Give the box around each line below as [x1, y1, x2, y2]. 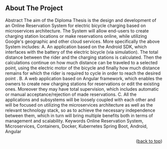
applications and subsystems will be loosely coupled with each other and [5, 97, 156, 103]
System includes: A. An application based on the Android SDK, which [5, 43, 147, 49]
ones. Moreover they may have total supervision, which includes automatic [5, 86, 159, 92]
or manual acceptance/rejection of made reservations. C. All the [5, 91, 137, 97]
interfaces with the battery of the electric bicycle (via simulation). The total [5, 49, 159, 55]
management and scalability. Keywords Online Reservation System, [5, 118, 144, 124]
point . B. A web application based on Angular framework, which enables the [5, 75, 163, 81]
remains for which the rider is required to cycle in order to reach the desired [5, 70, 161, 76]
